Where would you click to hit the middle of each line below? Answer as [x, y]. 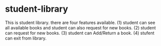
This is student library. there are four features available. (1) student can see [80, 23]
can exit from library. [26, 38]
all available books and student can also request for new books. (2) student [80, 27]
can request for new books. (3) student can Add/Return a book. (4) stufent [80, 33]
